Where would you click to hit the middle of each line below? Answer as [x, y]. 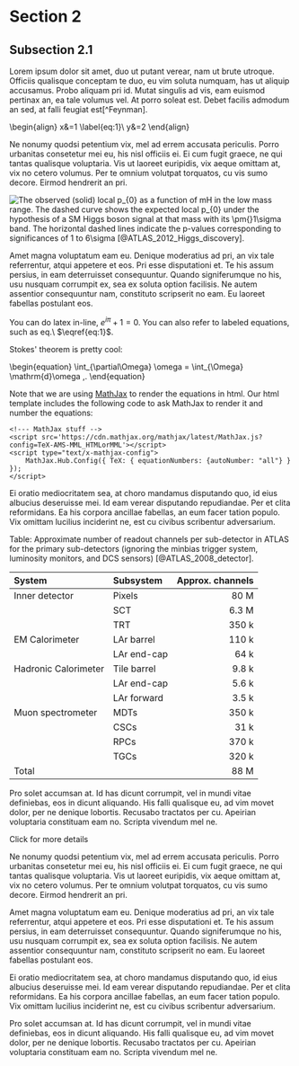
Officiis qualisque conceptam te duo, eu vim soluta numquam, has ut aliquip [149, 81]
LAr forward [138, 697]
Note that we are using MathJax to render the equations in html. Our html [145, 394]
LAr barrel [134, 639]
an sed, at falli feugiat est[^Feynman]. [79, 109]
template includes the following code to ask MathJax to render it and [136, 403]
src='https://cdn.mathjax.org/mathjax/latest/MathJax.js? [152, 437]
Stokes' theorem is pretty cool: [66, 349]
